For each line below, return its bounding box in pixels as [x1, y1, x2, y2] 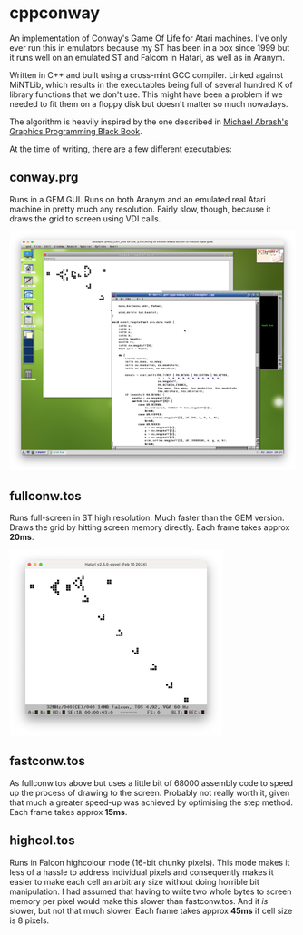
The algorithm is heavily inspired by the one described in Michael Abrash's [9, 116, 288, 127]
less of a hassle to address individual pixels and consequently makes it [9, 866, 274, 878]
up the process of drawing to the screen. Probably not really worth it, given [9, 787, 290, 798]
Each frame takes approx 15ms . [9, 806, 128, 817]
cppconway [9, 3, 101, 24]
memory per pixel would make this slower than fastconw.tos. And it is [9, 895, 269, 906]
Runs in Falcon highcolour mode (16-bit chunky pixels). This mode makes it [9, 857, 290, 868]
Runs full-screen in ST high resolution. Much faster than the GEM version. [9, 512, 285, 523]
